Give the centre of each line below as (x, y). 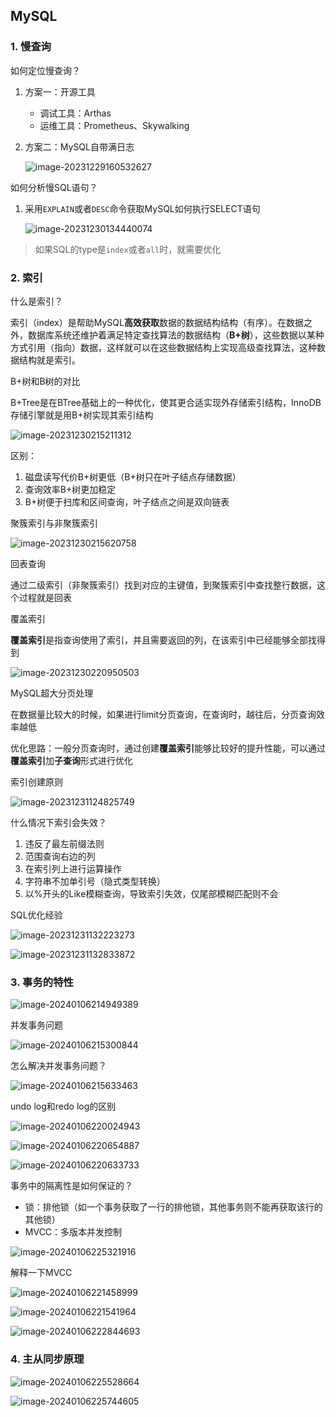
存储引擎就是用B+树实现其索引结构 (82, 415)
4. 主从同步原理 (47, 1359)
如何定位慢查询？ (45, 70)
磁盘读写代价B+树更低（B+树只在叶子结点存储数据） (133, 476)
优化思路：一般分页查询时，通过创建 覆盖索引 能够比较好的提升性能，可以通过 (168, 748)
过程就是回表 (45, 597)
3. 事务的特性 (42, 982)
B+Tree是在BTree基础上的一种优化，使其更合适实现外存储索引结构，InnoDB (166, 402)
